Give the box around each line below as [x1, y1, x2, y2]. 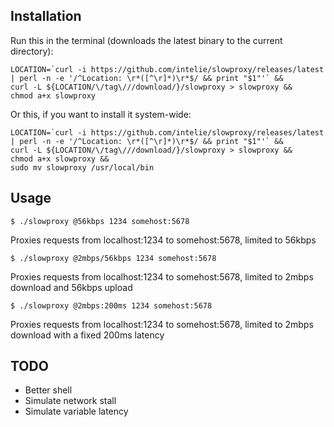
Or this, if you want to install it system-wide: [10, 108, 192, 120]
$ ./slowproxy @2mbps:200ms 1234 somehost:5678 [10, 300, 213, 311]
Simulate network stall [24, 395, 117, 407]
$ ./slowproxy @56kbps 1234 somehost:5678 [10, 216, 190, 226]
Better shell [24, 384, 73, 396]
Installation [10, 8, 82, 25]
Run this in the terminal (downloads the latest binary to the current [10, 34, 283, 46]
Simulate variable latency [24, 405, 129, 418]
